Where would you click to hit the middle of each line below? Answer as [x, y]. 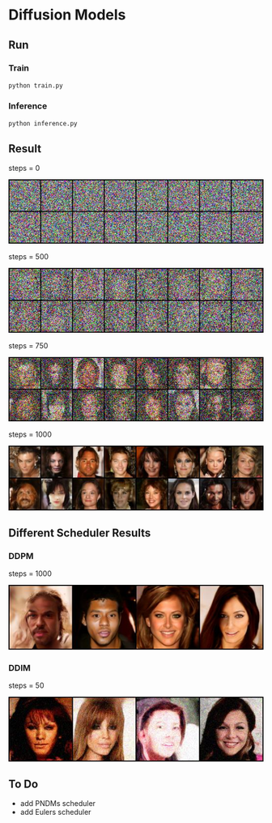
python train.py [36, 85]
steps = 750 [28, 345]
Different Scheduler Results [80, 533]
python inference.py [43, 124]
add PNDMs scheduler [57, 804]
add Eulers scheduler [55, 812]
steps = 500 [29, 257]
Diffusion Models [67, 15]
